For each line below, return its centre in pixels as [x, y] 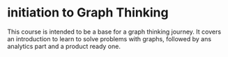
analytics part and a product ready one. [64, 46]
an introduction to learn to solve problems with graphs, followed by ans [109, 38]
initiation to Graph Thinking [88, 13]
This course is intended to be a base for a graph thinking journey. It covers [114, 32]
